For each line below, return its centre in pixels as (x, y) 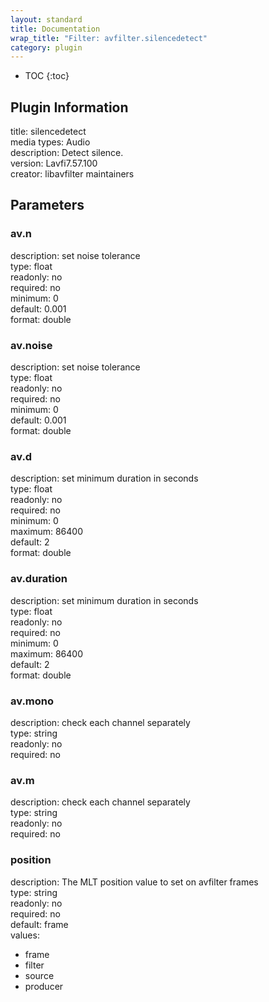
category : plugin (46, 47)
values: (25, 935)
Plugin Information (69, 107)
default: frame (39, 924)
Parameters (47, 205)
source (39, 975)
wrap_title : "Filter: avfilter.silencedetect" (109, 38)
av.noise (31, 345)
